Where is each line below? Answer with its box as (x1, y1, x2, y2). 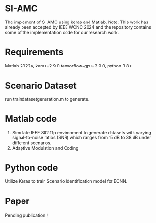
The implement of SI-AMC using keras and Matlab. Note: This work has (5, 19, 149, 25)
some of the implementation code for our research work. (5, 29, 119, 35)
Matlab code (5, 113, 57, 124)
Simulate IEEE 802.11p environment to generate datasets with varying (12, 129, 152, 135)
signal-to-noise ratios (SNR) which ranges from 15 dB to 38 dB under (12, 134, 151, 140)
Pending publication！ (5, 212, 50, 218)
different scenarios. (12, 140, 52, 146)
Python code (5, 162, 58, 173)
